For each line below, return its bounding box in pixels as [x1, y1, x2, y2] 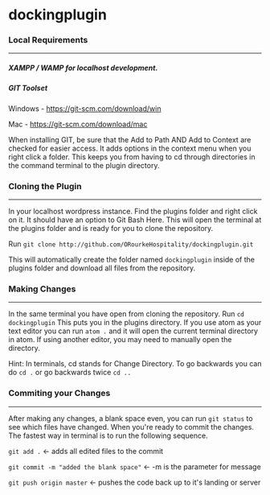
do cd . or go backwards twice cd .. [8, 368, 132, 377]
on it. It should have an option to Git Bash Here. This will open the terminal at [8, 215, 262, 225]
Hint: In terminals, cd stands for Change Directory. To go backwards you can [8, 359, 262, 369]
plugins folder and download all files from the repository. [8, 263, 196, 273]
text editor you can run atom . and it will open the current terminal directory [8, 326, 259, 336]
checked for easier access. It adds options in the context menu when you [8, 143, 252, 153]
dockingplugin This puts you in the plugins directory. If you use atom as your [8, 318, 262, 328]
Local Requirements [8, 35, 88, 46]
